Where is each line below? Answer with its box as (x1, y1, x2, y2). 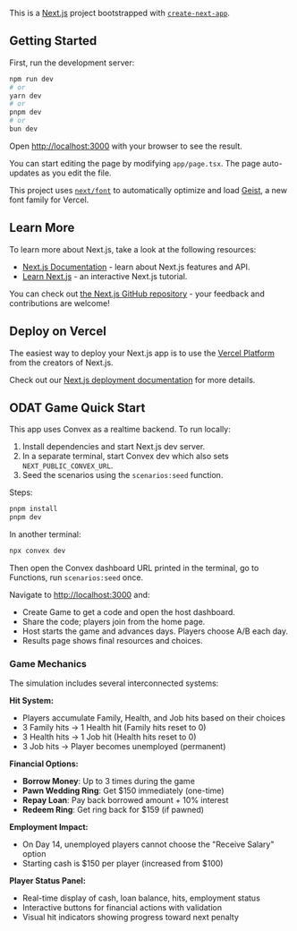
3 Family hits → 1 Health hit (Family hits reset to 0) (21, 722, 207, 733)
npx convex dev (9, 546, 66, 556)
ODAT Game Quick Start (9, 400, 146, 415)
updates (9, 167, 40, 178)
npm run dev (9, 74, 54, 83)
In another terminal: (9, 529, 82, 540)
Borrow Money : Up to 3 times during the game (21, 776, 195, 787)
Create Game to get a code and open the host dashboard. (21, 607, 235, 617)
